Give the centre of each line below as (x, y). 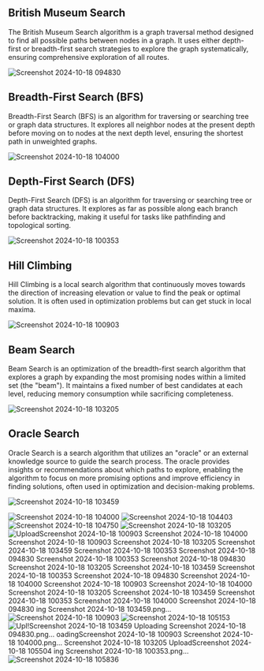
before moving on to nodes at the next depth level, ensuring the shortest (126, 132)
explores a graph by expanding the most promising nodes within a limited (127, 377)
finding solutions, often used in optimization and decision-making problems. (132, 486)
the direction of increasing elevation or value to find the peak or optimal (124, 293)
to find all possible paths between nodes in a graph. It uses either (114, 40)
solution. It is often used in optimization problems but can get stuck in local (130, 301)
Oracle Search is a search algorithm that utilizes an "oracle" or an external (128, 453)
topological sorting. (40, 226)
